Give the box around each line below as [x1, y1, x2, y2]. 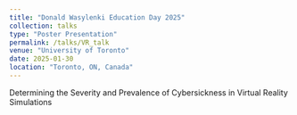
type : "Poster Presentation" [9, 29, 118, 38]
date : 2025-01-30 [9, 54, 74, 63]
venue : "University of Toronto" [9, 46, 129, 55]
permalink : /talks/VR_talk [9, 37, 110, 47]
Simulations [9, 96, 53, 107]
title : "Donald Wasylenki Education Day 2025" [9, 12, 186, 22]
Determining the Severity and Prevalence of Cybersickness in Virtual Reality [9, 86, 288, 98]
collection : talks [9, 21, 78, 30]
